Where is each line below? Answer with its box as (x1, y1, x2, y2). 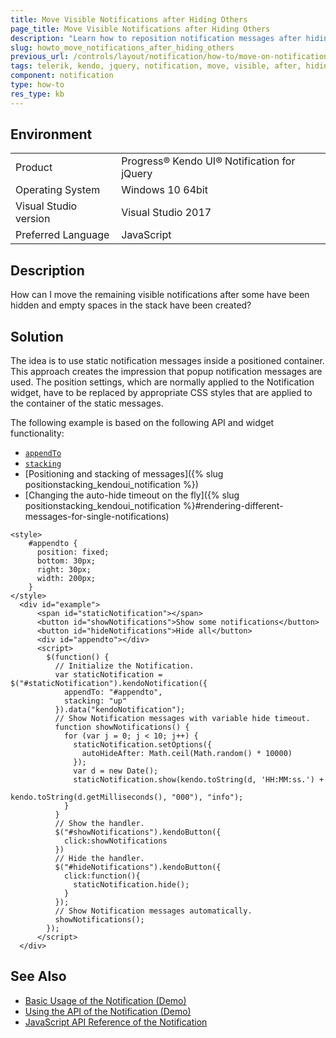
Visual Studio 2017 (121, 206, 212, 220)
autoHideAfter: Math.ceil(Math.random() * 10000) (81, 749, 293, 759)
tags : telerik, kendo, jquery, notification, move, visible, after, (10, 61, 302, 71)
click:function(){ (63, 871, 141, 881)
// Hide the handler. (54, 854, 145, 864)
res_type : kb (10, 89, 65, 99)
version (15, 212, 51, 226)
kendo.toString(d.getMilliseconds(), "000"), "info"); (10, 792, 244, 803)
